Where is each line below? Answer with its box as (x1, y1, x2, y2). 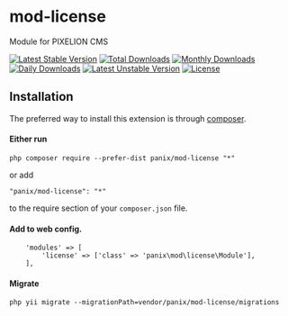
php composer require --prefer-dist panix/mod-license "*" (9, 153, 236, 163)
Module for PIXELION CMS (9, 36, 109, 47)
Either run (9, 133, 48, 145)
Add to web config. (9, 223, 83, 234)
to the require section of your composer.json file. (9, 203, 188, 213)
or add (9, 169, 34, 180)
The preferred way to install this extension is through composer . (9, 113, 247, 123)
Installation (9, 89, 74, 104)
